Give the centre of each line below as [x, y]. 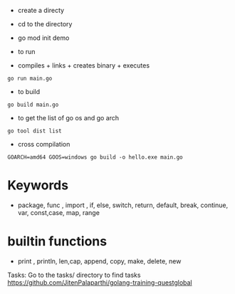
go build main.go [33, 105]
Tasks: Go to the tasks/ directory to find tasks [74, 275]
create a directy [41, 10]
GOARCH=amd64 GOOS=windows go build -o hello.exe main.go [95, 157]
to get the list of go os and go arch [68, 118]
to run [26, 52]
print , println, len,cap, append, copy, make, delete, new [99, 261]
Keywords [38, 185]
